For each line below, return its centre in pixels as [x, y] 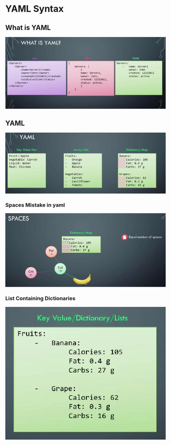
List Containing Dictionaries [40, 299]
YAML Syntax [35, 9]
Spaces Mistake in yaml [35, 205]
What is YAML [28, 28]
